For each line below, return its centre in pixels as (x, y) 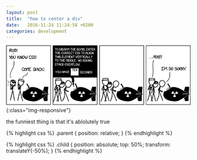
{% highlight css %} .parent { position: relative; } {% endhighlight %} (89, 133)
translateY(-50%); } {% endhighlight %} (54, 151)
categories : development (37, 31)
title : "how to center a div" (45, 19)
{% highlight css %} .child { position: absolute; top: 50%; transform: (88, 145)
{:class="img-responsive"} (39, 110)
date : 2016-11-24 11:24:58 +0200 (50, 25)
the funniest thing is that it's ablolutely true (58, 122)
